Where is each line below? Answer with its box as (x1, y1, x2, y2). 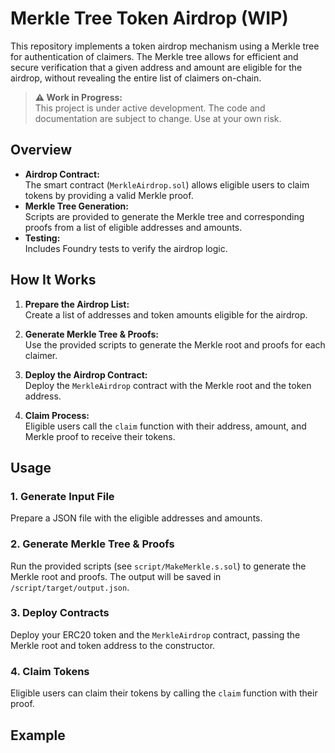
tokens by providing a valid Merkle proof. (24, 189, 194, 201)
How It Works (10, 272, 97, 289)
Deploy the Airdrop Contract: (24, 368, 148, 381)
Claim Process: (24, 409, 90, 421)
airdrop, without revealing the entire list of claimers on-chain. (10, 72, 262, 84)
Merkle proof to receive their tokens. (24, 430, 176, 442)
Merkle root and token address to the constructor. (10, 639, 216, 651)
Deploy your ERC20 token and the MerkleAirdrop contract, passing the (10, 628, 301, 641)
